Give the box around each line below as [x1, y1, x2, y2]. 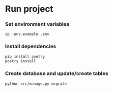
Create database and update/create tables [5, 70, 109, 77]
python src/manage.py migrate [5, 81, 67, 86]
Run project [5, 3, 54, 15]
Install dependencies [5, 43, 56, 50]
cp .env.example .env [5, 32, 50, 37]
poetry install [5, 58, 36, 64]
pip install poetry [5, 54, 45, 59]
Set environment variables [5, 21, 70, 28]
